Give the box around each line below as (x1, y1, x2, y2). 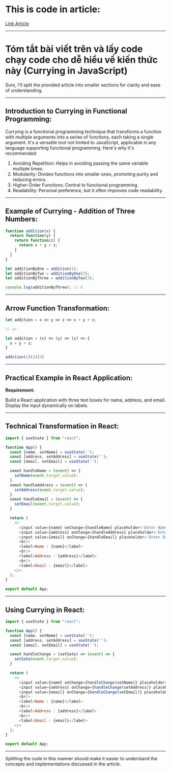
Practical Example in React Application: (5, 373, 133, 382)
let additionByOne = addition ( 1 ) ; (5, 266, 79, 271)
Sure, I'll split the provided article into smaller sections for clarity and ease (5, 82, 161, 88)
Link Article (5, 20, 29, 27)
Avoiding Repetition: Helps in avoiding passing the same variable (12, 160, 149, 166)
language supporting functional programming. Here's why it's (5, 145, 134, 151)
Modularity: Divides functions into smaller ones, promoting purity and (12, 171, 158, 177)
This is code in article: (5, 4, 101, 15)
